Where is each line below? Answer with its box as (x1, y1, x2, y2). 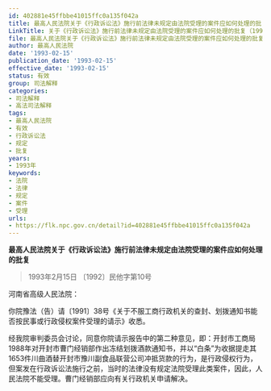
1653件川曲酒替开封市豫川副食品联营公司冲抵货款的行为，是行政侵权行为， (8, 354, 258, 364)
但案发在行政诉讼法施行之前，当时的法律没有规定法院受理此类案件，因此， (8, 364, 256, 373)
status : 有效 (8, 72, 50, 80)
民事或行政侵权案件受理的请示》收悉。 (22, 316, 150, 327)
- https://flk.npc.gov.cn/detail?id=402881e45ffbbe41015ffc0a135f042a (8, 222, 251, 230)
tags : (8, 110, 27, 118)
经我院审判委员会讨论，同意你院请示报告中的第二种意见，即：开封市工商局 (8, 334, 256, 343)
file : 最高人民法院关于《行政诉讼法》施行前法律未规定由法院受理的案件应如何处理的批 (8, 34, 258, 43)
